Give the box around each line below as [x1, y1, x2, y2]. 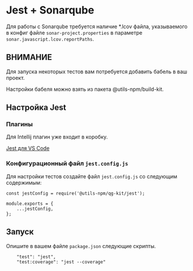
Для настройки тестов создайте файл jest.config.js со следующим [6, 172, 177, 179]
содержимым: [6, 179, 42, 186]
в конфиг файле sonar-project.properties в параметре [6, 29, 143, 36]
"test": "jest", [16, 253, 57, 260]
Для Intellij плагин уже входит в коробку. [6, 133, 108, 141]
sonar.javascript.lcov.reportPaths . [6, 35, 95, 42]
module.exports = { [6, 201, 54, 206]
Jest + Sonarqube [6, 4, 95, 17]
